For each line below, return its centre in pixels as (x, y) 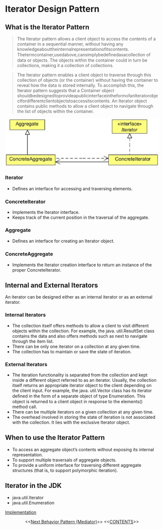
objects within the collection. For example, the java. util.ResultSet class (83, 331)
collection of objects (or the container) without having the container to (88, 80)
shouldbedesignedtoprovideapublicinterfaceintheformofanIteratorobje (87, 96)
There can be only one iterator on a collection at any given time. (76, 346)
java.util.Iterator (28, 497)
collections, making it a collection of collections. (65, 65)
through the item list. (33, 341)
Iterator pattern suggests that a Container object (66, 91)
